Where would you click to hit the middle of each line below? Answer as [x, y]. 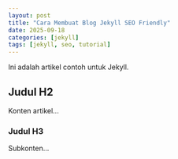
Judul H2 [31, 92]
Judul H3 [26, 131]
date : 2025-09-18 [37, 30]
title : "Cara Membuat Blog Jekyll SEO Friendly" [89, 23]
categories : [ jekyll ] [44, 37]
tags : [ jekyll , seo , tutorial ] [59, 45]
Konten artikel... [33, 110]
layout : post [30, 15]
